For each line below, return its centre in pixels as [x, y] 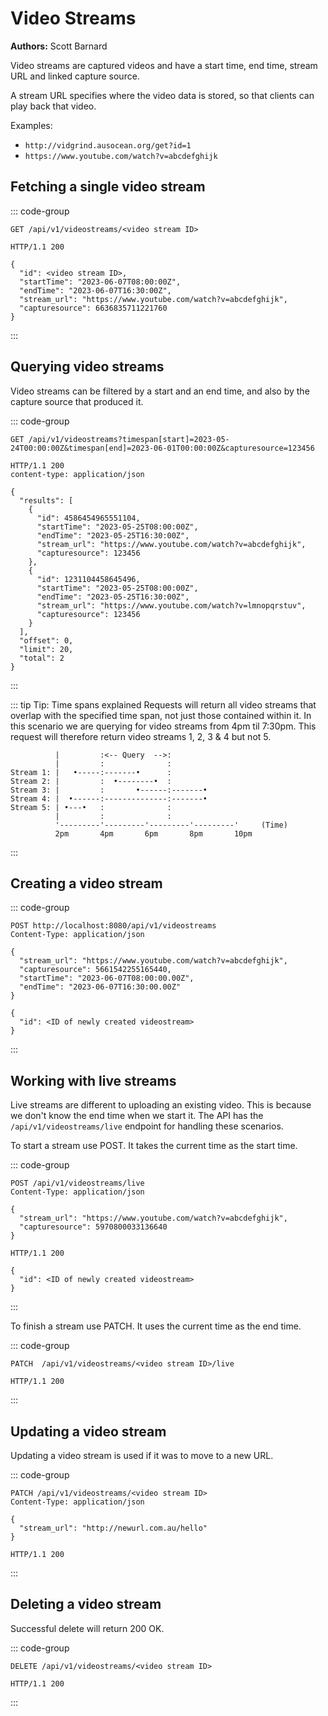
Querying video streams [87, 367]
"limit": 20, [46, 649]
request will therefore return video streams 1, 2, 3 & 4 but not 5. [141, 736]
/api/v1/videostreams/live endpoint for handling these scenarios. [147, 1126]
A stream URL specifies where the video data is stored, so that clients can [162, 95]
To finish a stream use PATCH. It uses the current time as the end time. [156, 1326]
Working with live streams [93, 1080]
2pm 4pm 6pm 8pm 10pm [153, 833]
